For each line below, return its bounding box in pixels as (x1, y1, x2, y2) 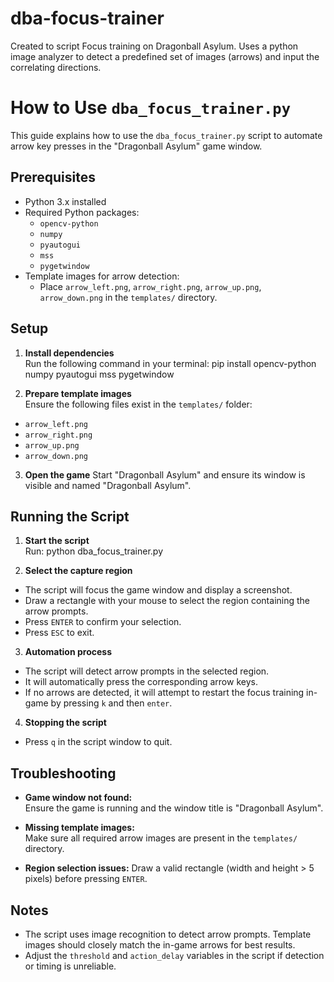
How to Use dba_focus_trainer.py (10, 97, 291, 119)
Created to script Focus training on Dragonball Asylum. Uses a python (10, 40, 299, 52)
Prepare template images (24, 387, 132, 399)
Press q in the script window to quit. (24, 736, 173, 748)
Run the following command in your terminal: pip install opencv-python (24, 357, 317, 369)
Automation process (24, 646, 113, 658)
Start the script (24, 535, 90, 547)
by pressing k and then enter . (50, 697, 173, 709)
